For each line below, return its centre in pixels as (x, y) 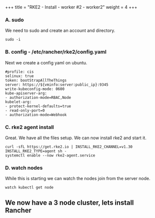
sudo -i (13, 40)
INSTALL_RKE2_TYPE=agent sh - (36, 151)
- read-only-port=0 (25, 110)
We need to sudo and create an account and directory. (60, 31)
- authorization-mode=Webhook (36, 115)
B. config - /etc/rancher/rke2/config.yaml (56, 52)
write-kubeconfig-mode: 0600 (35, 89)
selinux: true (20, 76)
